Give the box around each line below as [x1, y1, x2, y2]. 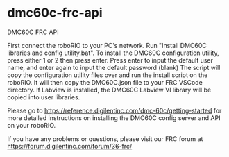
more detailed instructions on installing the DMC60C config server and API [7, 113, 221, 122]
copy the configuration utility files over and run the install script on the [7, 71, 208, 79]
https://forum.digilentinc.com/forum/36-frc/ [7, 142, 133, 150]
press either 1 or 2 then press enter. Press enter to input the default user [7, 56, 214, 64]
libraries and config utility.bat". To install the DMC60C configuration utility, [7, 49, 219, 57]
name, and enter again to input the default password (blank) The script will [7, 63, 221, 72]
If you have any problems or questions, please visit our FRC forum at [7, 134, 203, 143]
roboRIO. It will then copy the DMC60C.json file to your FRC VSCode [7, 78, 203, 86]
